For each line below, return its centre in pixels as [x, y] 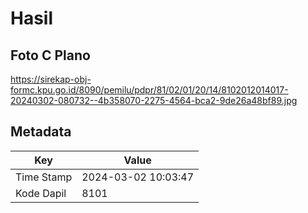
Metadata [41, 132]
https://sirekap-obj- [51, 79]
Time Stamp [44, 177]
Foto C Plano [50, 55]
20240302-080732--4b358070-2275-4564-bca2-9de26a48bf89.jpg [154, 100]
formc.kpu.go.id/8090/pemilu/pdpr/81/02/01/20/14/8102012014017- [149, 90]
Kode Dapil [41, 193]
